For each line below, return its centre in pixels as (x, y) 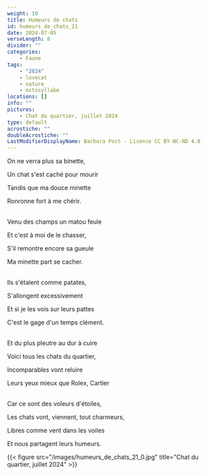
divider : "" (24, 45)
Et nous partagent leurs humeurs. (54, 444)
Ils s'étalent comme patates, (47, 282)
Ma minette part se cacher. (45, 262)
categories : (24, 52)
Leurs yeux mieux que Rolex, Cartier (58, 383)
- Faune (30, 59)
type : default (27, 122)
